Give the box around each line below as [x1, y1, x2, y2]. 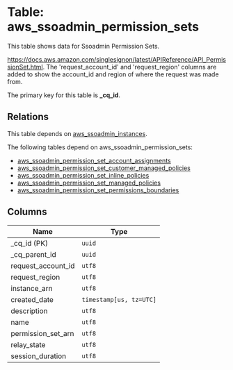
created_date [10, 294, 54, 304]
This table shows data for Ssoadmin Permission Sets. [7, 42, 160, 50]
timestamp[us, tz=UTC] [81, 296, 157, 303]
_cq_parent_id [10, 249, 57, 259]
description [10, 306, 48, 316]
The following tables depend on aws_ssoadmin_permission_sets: [7, 143, 193, 151]
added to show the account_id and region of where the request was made [7, 70, 219, 78]
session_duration [10, 351, 67, 361]
